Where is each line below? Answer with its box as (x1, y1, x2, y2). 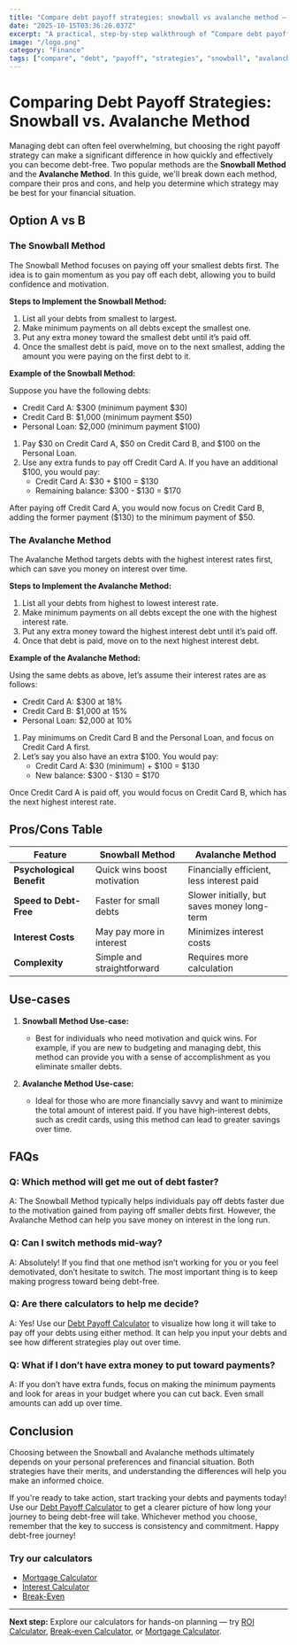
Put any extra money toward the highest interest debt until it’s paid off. (21, 625, 278, 636)
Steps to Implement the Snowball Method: (9, 296, 167, 306)
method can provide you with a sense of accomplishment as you (34, 1051, 271, 1062)
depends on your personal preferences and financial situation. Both (9, 1456, 255, 1467)
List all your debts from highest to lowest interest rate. (21, 597, 219, 608)
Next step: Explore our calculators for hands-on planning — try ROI (9, 1617, 255, 1627)
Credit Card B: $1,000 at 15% (21, 705, 128, 716)
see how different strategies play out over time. (9, 1337, 181, 1347)
